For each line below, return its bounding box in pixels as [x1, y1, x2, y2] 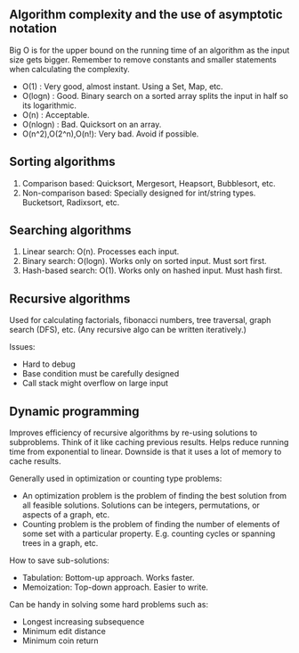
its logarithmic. [21, 100, 77, 111]
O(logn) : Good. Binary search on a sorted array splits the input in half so [21, 90, 289, 101]
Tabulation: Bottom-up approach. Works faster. [21, 573, 195, 583]
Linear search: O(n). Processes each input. [21, 246, 180, 257]
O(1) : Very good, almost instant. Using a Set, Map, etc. [21, 80, 224, 92]
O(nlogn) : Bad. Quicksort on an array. [21, 119, 162, 129]
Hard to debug [21, 359, 76, 369]
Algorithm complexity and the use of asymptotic [9, 7, 283, 22]
